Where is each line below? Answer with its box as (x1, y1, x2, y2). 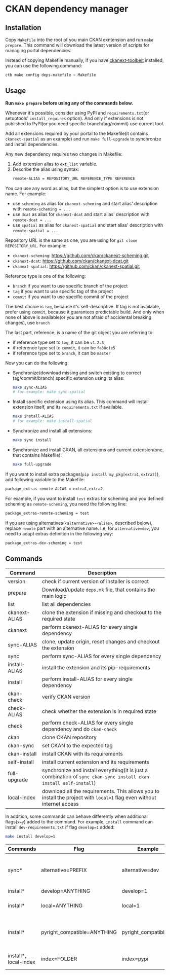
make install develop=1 (5, 834, 56, 839)
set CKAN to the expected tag (42, 742, 113, 749)
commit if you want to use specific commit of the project (12, 294, 129, 300)
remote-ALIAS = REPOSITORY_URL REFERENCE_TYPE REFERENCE (12, 176, 136, 181)
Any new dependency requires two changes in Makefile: (5, 151, 122, 157)
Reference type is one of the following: (5, 273, 86, 279)
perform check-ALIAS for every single (42, 719, 134, 727)
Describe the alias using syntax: (12, 166, 79, 172)
